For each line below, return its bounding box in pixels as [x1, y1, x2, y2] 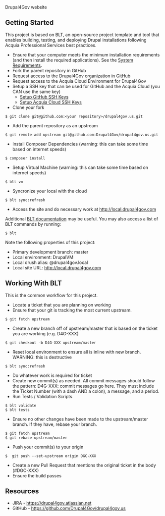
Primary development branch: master [12, 249, 89, 255]
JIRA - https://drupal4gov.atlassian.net [12, 500, 92, 506]
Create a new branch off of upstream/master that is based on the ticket [12, 325, 158, 331]
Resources [5, 487, 39, 496]
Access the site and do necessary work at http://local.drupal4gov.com [12, 206, 156, 212]
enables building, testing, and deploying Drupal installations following [5, 37, 147, 43]
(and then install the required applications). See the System [12, 57, 134, 63]
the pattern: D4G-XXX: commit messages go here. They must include [12, 383, 155, 389]
